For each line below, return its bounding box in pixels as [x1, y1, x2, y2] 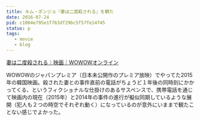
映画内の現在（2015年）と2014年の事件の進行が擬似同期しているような [11, 93, 187, 101]
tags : [6, 31, 20, 37]
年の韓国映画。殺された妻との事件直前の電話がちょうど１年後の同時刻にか [6, 78, 189, 86]
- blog [14, 42, 31, 48]
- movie [14, 36, 33, 42]
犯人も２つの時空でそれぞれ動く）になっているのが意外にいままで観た [16, 101, 189, 108]
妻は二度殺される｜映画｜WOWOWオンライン [6, 59, 119, 66]
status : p [6, 25, 31, 31]
